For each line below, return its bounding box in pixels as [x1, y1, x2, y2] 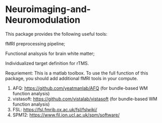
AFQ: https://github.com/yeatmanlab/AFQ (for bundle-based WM [12, 85, 148, 91]
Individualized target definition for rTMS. [5, 60, 89, 66]
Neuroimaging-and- [5, 4, 91, 15]
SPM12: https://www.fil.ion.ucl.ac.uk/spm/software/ [12, 112, 120, 118]
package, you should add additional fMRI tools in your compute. [5, 75, 138, 81]
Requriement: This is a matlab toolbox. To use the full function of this [5, 70, 148, 76]
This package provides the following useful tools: [5, 31, 107, 37]
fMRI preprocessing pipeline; [5, 40, 66, 46]
